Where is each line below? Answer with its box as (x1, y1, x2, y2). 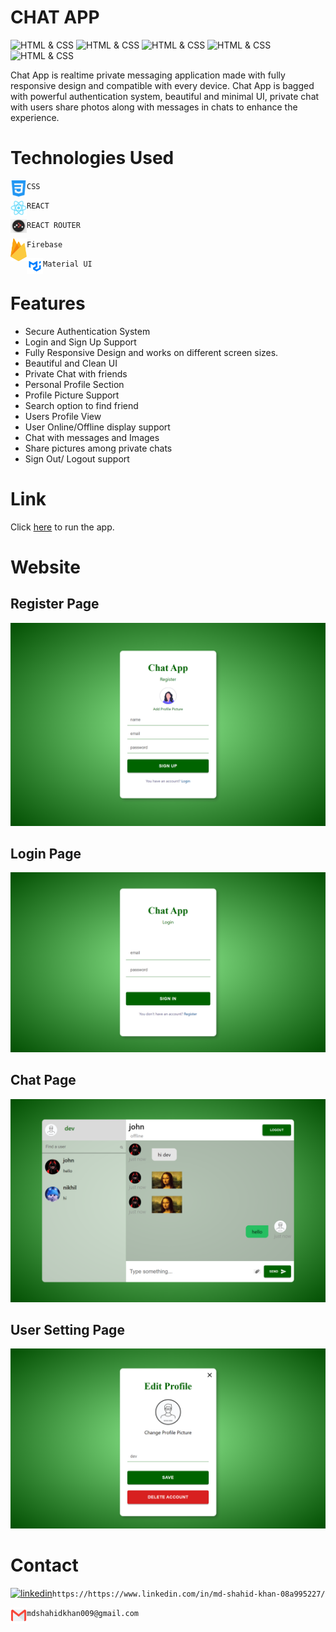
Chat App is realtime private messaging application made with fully (10, 69, 286, 81)
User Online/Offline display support (24, 421, 171, 433)
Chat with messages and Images (24, 431, 160, 443)
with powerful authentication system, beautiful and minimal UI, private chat (10, 90, 320, 102)
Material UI (43, 259, 93, 269)
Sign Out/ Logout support (24, 452, 130, 465)
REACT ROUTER (26, 220, 81, 230)
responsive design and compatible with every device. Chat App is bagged (10, 79, 315, 91)
